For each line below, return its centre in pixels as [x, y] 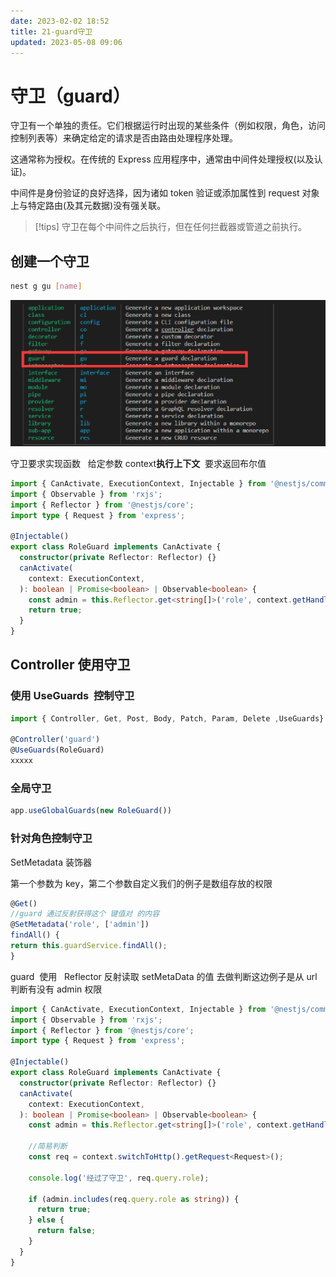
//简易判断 [48, 1146]
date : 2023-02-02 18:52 [60, 21]
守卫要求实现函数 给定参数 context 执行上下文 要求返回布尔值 [138, 463]
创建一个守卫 [50, 261]
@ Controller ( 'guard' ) [55, 740]
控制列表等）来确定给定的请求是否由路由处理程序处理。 [124, 138]
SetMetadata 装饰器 [51, 862]
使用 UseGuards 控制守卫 [72, 696]
